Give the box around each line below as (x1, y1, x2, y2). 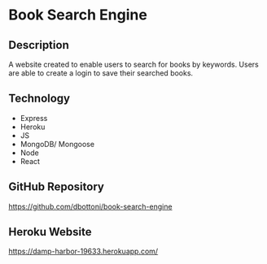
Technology (8, 92, 71, 106)
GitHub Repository (8, 180, 104, 194)
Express (20, 113, 48, 123)
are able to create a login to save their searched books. (8, 68, 194, 78)
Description (8, 38, 69, 52)
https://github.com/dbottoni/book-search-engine (8, 201, 173, 211)
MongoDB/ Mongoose (20, 139, 95, 149)
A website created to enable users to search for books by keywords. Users (8, 59, 259, 69)
